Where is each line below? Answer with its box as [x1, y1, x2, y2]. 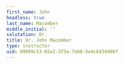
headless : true [6, 15, 45, 21]
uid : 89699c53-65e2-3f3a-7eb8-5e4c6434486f [6, 49, 119, 55]
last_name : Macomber [6, 20, 59, 26]
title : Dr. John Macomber [6, 37, 72, 43]
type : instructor [6, 43, 50, 49]
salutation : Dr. [6, 32, 47, 38]
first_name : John [6, 9, 50, 15]
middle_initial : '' [6, 26, 56, 32]
